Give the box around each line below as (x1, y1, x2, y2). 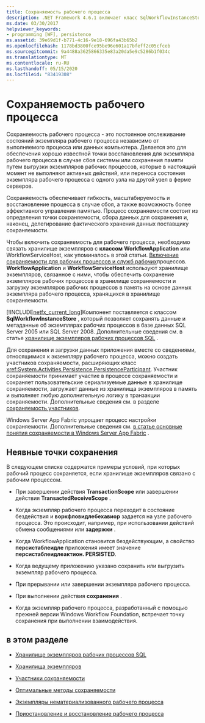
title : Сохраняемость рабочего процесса (6, 9, 111, 15)
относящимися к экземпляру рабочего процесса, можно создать (6, 353, 178, 360)
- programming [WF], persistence (6, 32, 92, 38)
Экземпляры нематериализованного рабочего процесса (15, 698, 164, 705)
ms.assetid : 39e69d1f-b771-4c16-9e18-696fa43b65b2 (6, 37, 138, 43)
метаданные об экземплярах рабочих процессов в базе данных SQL (6, 321, 186, 329)
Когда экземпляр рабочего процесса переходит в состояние (15, 507, 175, 513)
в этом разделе (6, 635, 69, 645)
